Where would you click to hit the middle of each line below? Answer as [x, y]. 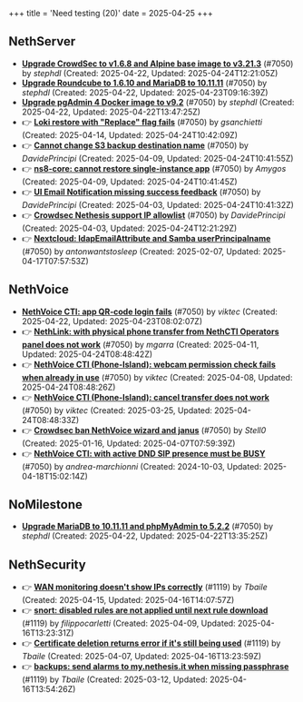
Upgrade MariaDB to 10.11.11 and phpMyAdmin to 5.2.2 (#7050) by [147, 527]
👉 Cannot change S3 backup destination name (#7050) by [135, 145]
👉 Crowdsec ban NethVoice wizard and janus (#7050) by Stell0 [144, 430]
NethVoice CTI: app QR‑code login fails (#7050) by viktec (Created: [150, 311]
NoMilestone [46, 504]
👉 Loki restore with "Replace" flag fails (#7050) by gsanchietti [142, 122]
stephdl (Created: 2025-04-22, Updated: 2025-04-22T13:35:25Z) [145, 536]
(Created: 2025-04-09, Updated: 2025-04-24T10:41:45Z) [129, 182]
